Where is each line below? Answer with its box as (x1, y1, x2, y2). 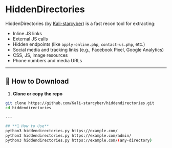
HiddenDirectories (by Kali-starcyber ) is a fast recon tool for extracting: (5, 20, 156, 27)
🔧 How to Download (5, 77, 69, 86)
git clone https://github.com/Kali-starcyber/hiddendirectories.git (5, 101, 155, 106)
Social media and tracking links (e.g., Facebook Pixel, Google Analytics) (12, 46, 164, 53)
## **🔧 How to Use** (5, 124, 50, 129)
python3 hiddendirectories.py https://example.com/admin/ (5, 133, 132, 138)
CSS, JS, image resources (12, 52, 68, 58)
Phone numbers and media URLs (12, 57, 82, 63)
